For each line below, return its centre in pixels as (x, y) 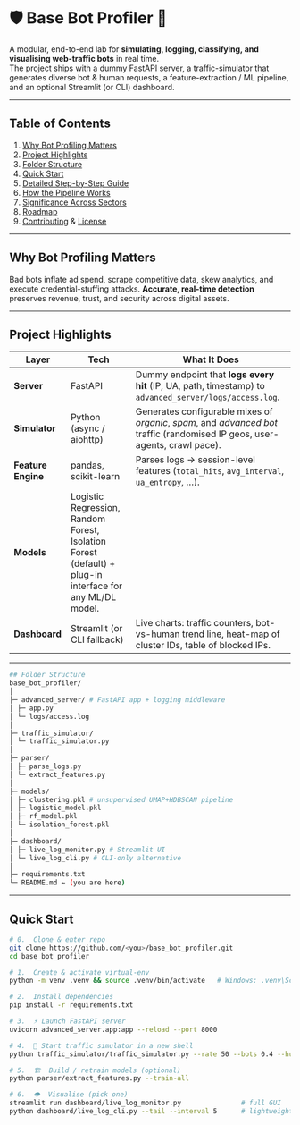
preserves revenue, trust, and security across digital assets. (119, 298)
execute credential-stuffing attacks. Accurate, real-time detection (132, 289)
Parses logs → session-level (196, 460)
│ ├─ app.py (31, 708)
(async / (87, 428)
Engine (29, 477)
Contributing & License (64, 221)
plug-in (86, 575)
